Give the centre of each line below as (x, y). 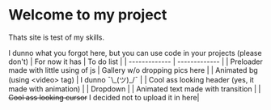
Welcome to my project (88, 15)
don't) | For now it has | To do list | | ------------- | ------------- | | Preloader (135, 61)
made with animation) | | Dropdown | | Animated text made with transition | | (135, 89)
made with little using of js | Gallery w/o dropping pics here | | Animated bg (133, 70)
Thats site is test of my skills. (57, 37)
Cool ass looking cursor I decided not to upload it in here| (104, 97)
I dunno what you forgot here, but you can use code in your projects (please (135, 53)
